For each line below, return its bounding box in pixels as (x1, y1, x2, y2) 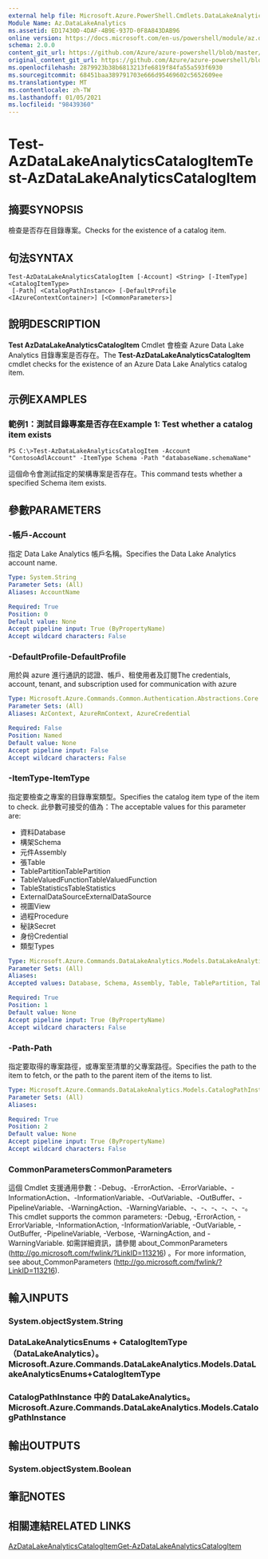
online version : (8, 34, 62, 42)
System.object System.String (8, 1315, 124, 1327)
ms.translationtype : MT (8, 78, 88, 86)
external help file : (8, 11, 77, 20)
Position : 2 (8, 1123, 48, 1131)
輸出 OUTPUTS (8, 1438, 81, 1452)
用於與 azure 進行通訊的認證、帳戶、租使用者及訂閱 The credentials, (8, 670, 231, 680)
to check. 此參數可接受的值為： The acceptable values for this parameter (8, 802, 246, 811)
